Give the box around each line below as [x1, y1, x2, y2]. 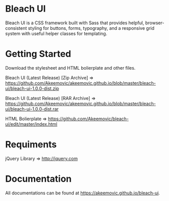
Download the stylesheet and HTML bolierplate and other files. [5, 65, 136, 71]
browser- [145, 20, 164, 26]
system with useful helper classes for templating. [5, 30, 107, 36]
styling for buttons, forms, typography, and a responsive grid [28, 25, 155, 31]
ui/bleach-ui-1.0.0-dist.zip [5, 85, 60, 91]
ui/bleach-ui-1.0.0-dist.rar [5, 106, 59, 112]
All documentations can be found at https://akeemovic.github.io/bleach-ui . [5, 190, 160, 196]
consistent [5, 25, 27, 31]
